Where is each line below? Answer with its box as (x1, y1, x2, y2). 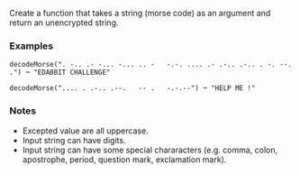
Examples (9, 40, 54, 52)
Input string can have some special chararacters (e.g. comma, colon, (22, 144, 277, 155)
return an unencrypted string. (9, 17, 119, 28)
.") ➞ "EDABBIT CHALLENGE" (9, 68, 111, 78)
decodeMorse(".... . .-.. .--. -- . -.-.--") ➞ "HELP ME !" (9, 84, 256, 93)
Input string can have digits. (22, 134, 126, 145)
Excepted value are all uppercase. (22, 125, 149, 136)
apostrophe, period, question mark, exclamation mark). (22, 153, 227, 165)
